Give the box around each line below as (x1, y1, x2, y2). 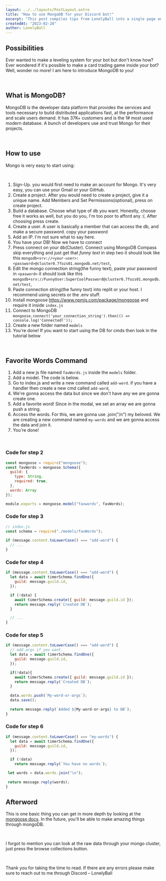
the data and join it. (12, 422, 52, 428)
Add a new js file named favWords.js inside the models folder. (12, 370, 137, 376)
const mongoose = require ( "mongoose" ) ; (5, 460, 88, 465)
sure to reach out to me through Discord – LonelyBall (5, 870, 113, 876)
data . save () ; (10, 698, 37, 703)
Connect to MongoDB (12, 307, 57, 313)
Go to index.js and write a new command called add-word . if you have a (12, 380, 157, 386)
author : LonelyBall (5, 26, 46, 31)
